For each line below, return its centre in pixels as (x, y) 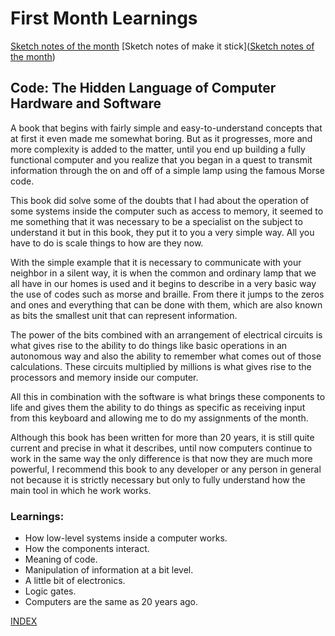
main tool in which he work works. (81, 490)
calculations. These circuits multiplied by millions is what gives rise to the (161, 366)
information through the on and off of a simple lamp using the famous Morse (167, 170)
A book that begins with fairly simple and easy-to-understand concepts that (166, 128)
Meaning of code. (61, 559)
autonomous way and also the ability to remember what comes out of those (166, 356)
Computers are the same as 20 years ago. (111, 602)
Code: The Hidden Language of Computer (143, 88)
